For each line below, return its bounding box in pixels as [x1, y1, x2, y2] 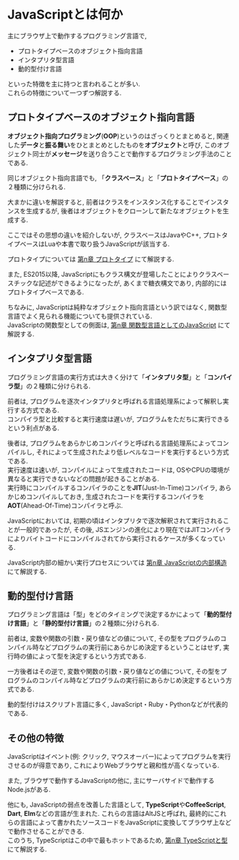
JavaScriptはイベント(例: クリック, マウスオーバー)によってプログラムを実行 [7, 752, 231, 761]
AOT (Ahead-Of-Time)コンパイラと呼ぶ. [7, 501, 123, 510]
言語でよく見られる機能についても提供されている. [7, 312, 153, 320]
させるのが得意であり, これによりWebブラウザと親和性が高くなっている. [7, 761, 220, 770]
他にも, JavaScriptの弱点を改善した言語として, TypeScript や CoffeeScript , [7, 800, 226, 809]
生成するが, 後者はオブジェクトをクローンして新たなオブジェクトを [26, 206, 223, 215]
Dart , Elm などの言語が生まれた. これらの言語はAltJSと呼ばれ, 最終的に [7, 809, 214, 818]
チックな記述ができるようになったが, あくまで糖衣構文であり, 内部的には [13, 279, 227, 287]
